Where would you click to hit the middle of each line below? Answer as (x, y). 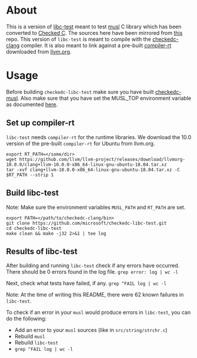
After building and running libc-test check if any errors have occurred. (93, 265)
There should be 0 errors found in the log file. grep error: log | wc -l (92, 272)
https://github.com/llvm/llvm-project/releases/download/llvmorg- (102, 159)
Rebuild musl (30, 336)
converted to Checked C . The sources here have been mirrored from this (94, 32)
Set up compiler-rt (40, 123)
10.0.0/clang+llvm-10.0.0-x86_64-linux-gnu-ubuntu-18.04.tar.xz (86, 165)
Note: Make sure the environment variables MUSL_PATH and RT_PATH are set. (96, 207)
